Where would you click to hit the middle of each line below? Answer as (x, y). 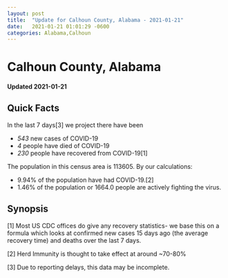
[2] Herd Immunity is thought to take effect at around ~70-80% (97, 254)
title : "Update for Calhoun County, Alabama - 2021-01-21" (96, 20)
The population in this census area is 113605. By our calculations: (100, 166)
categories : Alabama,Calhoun (49, 33)
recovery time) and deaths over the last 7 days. (74, 240)
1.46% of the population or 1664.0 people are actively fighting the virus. (119, 187)
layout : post (26, 13)
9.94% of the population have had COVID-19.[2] (85, 180)
